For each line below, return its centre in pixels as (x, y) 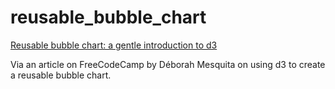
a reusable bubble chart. (61, 75)
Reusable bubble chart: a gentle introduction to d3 (114, 45)
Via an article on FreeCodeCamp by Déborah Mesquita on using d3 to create (168, 64)
